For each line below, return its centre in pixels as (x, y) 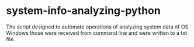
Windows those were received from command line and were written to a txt (97, 32)
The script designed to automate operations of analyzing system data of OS (97, 27)
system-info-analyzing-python (83, 11)
